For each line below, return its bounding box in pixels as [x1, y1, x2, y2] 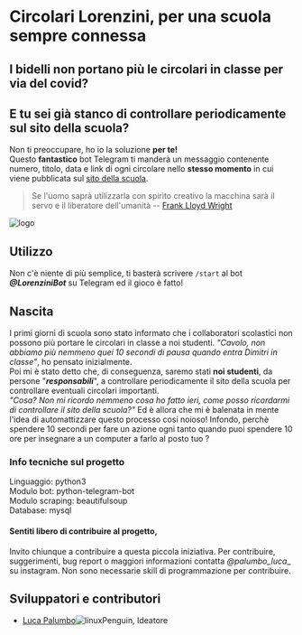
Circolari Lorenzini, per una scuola [9, 6, 272, 27]
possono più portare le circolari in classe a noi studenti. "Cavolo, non [9, 337, 266, 349]
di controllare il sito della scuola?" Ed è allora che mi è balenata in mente [9, 405, 279, 416]
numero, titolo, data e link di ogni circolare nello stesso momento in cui [9, 163, 274, 174]
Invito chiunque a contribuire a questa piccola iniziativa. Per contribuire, [9, 546, 276, 556]
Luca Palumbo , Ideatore [22, 615, 169, 626]
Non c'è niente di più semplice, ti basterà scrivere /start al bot [9, 268, 243, 279]
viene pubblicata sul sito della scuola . [9, 173, 149, 184]
